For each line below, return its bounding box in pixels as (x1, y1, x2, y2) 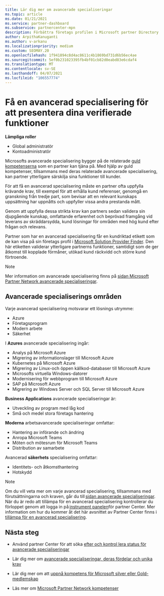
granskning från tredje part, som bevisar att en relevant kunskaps (5, 193, 137, 199)
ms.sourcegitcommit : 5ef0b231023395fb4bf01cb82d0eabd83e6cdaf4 (5, 57, 137, 62)
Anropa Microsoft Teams (12, 434, 62, 440)
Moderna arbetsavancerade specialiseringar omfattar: (5, 420, 115, 425)
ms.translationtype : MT (5, 62, 54, 67)
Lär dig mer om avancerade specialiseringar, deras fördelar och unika (12, 556, 153, 562)
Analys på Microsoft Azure (12, 349, 66, 355)
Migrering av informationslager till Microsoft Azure (12, 355, 114, 361)
